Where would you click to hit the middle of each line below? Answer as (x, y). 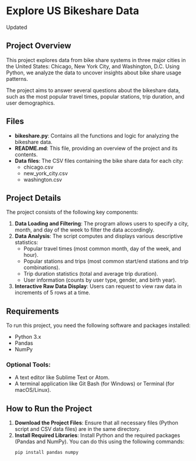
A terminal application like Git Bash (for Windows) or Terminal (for (94, 384)
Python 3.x (28, 337)
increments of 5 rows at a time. (52, 293)
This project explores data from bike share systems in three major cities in (96, 60)
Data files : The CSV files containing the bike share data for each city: (99, 161)
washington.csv (43, 179)
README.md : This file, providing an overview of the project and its (96, 148)
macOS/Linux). (33, 390)
